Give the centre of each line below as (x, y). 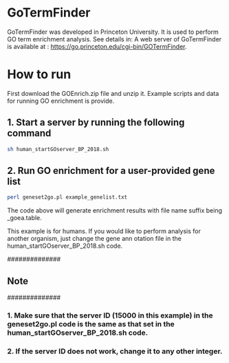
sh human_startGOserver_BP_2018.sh (58, 149)
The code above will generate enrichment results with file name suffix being (115, 210)
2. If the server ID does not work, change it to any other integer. (115, 351)
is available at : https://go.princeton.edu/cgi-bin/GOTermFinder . (97, 46)
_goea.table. (25, 218)
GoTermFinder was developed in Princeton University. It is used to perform (113, 32)
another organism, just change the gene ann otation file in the (95, 239)
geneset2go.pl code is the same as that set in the (91, 324)
